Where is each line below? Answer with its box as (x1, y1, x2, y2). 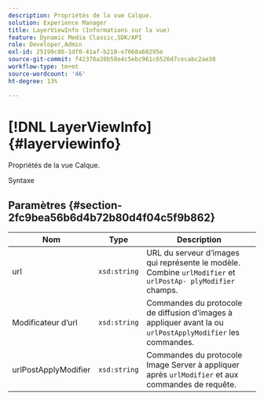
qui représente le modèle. (146, 257, 241, 268)
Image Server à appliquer (146, 359, 240, 370)
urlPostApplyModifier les (146, 327, 240, 338)
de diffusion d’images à (146, 307, 233, 318)
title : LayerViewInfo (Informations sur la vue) (8, 26, 170, 34)
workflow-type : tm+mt (8, 63, 79, 71)
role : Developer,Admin (8, 41, 82, 49)
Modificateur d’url (12, 317, 78, 328)
